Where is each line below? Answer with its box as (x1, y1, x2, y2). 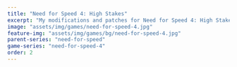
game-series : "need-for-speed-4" (7, 43, 106, 50)
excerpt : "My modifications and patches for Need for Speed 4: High (7, 17, 213, 24)
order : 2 (7, 50, 33, 57)
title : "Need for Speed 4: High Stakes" (7, 10, 128, 17)
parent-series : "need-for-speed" (7, 36, 106, 43)
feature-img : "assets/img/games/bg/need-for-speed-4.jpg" (7, 29, 181, 37)
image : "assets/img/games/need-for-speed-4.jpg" (7, 23, 153, 30)
